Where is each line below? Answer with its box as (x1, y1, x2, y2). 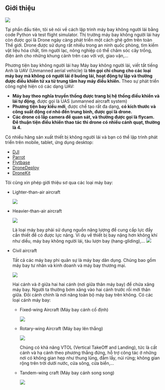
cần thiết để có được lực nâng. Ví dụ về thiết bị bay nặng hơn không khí (12, 232, 158, 238)
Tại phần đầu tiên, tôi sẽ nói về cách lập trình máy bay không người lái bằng (5, 26, 159, 32)
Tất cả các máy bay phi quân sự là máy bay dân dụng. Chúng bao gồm (12, 257, 157, 263)
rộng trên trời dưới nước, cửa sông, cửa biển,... (19, 360, 115, 366)
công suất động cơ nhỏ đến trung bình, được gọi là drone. (12, 108, 132, 114)
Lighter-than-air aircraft (12, 189, 61, 195)
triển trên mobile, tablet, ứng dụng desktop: (5, 139, 94, 145)
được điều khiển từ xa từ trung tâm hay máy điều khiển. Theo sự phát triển (5, 78, 159, 84)
